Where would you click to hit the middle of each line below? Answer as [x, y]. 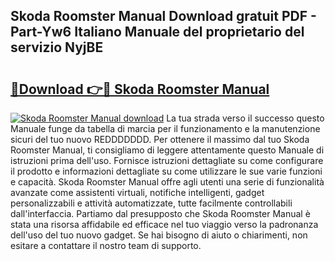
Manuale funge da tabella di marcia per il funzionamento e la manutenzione [165, 128]
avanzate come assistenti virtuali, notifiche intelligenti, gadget [137, 192]
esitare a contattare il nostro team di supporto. [106, 245]
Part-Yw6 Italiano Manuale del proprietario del [157, 32]
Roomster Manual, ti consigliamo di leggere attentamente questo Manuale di [167, 150]
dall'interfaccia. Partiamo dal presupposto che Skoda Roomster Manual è [160, 213]
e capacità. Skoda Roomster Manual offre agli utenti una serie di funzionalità [167, 182]
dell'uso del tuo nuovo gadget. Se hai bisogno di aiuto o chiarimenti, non [159, 235]
